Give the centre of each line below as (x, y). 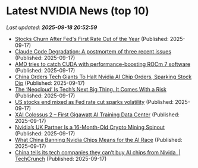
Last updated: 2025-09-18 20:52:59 (52, 27)
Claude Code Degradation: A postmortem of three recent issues (93, 51)
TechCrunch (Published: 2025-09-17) (61, 159)
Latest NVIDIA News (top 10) (78, 11)
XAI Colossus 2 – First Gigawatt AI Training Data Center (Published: (97, 115)
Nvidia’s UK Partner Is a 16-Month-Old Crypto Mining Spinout (90, 127)
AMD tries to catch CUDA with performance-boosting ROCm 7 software (103, 64)
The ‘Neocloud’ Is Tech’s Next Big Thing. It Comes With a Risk (90, 89)
